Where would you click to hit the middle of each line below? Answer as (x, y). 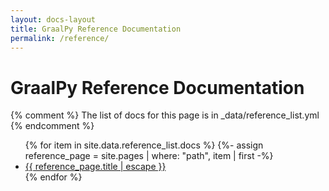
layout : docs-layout (53, 19)
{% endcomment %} (52, 126)
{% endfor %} (53, 177)
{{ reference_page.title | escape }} (95, 167)
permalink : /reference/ (60, 38)
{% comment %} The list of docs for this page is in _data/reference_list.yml (165, 115)
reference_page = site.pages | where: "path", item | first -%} (149, 156)
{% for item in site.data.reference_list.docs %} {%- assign (144, 145)
